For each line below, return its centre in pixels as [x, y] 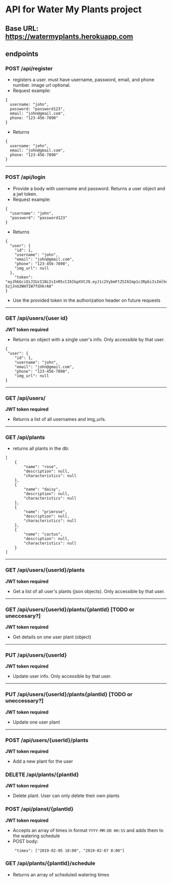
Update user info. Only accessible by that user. [62, 676]
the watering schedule [36, 836]
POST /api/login [25, 177]
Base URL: [22, 29]
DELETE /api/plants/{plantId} [42, 775]
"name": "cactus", [43, 535]
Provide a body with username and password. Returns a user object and [89, 188]
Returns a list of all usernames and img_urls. [59, 419]
